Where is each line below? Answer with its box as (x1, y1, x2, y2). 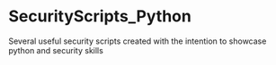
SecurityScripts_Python (8, 6, 192, 27)
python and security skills (8, 45, 104, 55)
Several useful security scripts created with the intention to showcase (8, 36, 267, 46)
